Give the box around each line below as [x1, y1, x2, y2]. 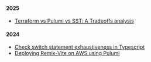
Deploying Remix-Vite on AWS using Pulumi [14, 50, 120, 57]
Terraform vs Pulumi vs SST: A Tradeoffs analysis [14, 17, 135, 24]
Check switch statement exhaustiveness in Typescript [14, 43, 145, 50]
